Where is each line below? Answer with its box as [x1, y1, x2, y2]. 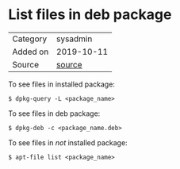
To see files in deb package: [8, 109, 101, 118]
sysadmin [56, 33, 93, 44]
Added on [12, 46, 49, 57]
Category [12, 33, 48, 44]
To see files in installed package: [8, 79, 115, 89]
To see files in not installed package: [8, 137, 128, 148]
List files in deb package [8, 6, 172, 24]
